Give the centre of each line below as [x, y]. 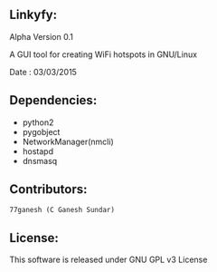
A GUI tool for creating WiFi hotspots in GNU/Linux [103, 54]
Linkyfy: [33, 15]
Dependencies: [53, 100]
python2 [38, 122]
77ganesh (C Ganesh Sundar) [62, 210]
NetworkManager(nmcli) [68, 141]
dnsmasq [40, 160]
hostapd [38, 151]
